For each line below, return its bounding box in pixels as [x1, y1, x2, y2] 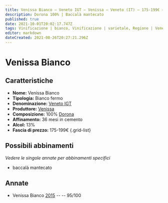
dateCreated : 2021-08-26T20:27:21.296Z [5, 35, 88, 40]
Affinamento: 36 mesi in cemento [12, 116, 83, 122]
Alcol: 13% [12, 121, 35, 127]
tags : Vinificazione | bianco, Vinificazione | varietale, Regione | [5, 26, 153, 31]
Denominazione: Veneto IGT [12, 100, 72, 106]
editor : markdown [5, 30, 41, 35]
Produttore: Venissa [12, 105, 54, 111]
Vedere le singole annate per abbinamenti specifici [5, 154, 110, 160]
